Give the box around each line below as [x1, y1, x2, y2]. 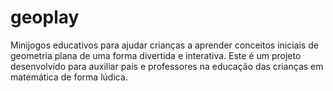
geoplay [10, 6, 80, 29]
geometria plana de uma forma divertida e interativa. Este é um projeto [10, 49, 302, 61]
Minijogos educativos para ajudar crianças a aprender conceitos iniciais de [10, 39, 319, 51]
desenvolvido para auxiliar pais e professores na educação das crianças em [10, 60, 324, 72]
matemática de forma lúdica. [10, 71, 128, 83]
